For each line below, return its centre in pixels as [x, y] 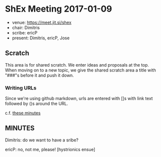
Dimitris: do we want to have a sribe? [42, 140]
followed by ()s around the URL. [37, 104]
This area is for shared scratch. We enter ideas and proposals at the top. [77, 65]
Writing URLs [21, 87]
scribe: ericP [25, 33]
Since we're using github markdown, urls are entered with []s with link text [79, 99]
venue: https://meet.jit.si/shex [42, 22]
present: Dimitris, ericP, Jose [41, 38]
